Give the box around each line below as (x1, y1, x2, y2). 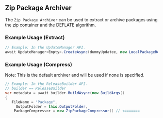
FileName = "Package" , (11, 100, 57, 104)
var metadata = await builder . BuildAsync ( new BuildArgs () (5, 90, 125, 95)
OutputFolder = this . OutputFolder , (16, 104, 88, 109)
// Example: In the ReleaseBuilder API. (5, 82, 88, 86)
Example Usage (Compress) (5, 61, 72, 67)
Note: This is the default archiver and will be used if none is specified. (5, 72, 145, 78)
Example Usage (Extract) (5, 34, 65, 41)
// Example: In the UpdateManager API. (5, 45, 86, 50)
